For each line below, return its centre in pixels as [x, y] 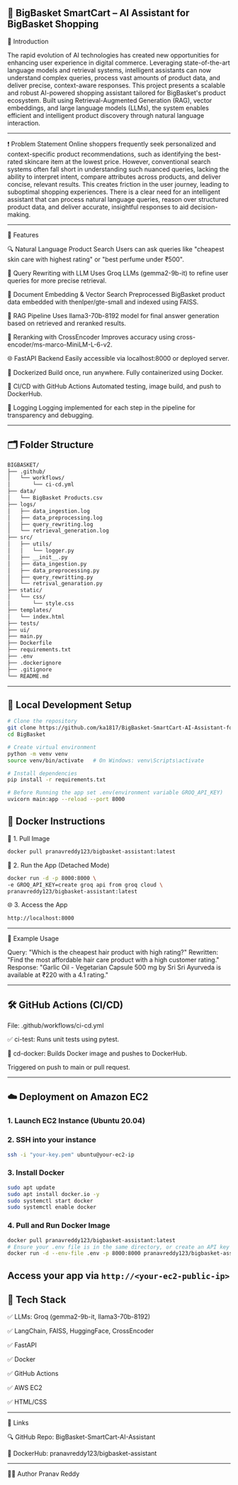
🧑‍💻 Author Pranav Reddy [44, 1474]
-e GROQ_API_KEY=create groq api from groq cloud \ [85, 885]
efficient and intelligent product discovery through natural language [106, 115]
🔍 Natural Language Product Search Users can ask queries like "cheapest [116, 249]
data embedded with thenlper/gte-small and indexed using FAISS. [103, 302]
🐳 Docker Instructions [56, 821]
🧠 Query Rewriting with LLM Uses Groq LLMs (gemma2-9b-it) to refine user [118, 273]
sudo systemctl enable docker [52, 1207]
